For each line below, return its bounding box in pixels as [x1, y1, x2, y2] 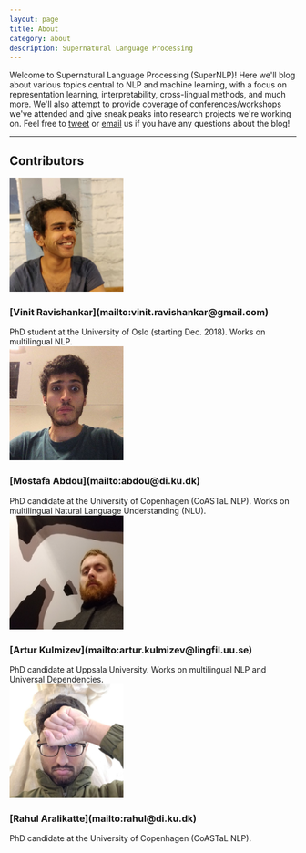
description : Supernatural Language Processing [9, 44, 194, 53]
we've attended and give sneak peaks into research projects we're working [9, 108, 291, 119]
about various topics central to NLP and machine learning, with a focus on [9, 79, 288, 90]
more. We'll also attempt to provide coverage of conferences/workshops [9, 98, 282, 109]
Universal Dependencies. [9, 673, 104, 684]
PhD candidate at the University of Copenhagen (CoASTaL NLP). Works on [9, 495, 290, 506]
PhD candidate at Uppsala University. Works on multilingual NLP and [9, 663, 267, 674]
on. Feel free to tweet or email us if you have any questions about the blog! [9, 118, 291, 129]
